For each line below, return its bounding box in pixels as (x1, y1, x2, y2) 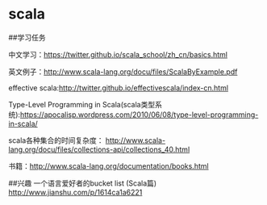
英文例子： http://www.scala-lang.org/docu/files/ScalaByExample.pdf (8, 66, 238, 77)
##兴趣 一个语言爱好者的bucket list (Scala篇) (8, 178, 157, 188)
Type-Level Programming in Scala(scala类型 (8, 99, 156, 109)
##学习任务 (8, 32, 46, 42)
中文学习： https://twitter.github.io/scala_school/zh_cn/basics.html (8, 49, 228, 59)
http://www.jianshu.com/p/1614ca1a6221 (8, 187, 143, 197)
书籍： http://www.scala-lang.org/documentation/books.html (8, 161, 209, 170)
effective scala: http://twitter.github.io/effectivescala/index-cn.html (8, 82, 228, 93)
